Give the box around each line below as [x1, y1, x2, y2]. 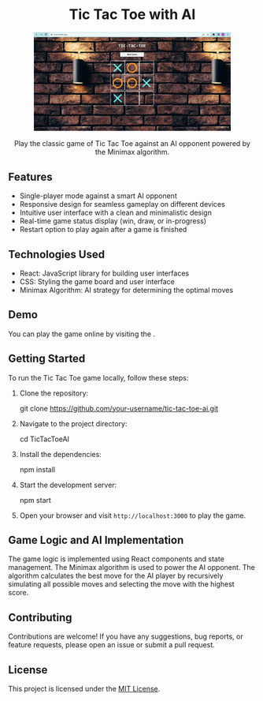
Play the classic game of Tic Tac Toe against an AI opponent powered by [14, 139, 250, 148]
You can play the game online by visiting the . [8, 329, 156, 339]
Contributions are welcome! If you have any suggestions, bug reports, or [8, 632, 243, 641]
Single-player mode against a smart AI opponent [19, 191, 177, 201]
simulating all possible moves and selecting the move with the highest [8, 579, 235, 589]
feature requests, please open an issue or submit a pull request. [8, 640, 215, 650]
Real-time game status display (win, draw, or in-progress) [19, 216, 207, 226]
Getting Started [8, 352, 86, 365]
